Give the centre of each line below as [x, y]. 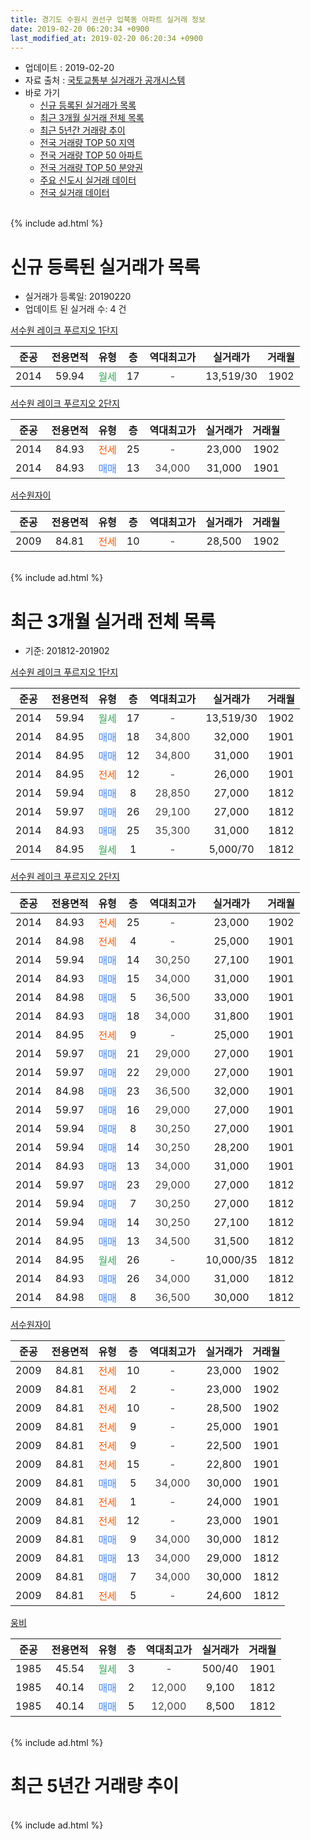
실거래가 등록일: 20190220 [78, 297]
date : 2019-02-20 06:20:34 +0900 [80, 29]
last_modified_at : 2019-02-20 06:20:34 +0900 [106, 38]
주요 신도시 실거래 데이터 [88, 180]
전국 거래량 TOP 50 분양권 [91, 168]
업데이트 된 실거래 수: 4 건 [75, 309]
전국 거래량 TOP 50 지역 [87, 143]
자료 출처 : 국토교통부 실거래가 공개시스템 [105, 80]
